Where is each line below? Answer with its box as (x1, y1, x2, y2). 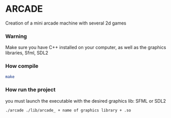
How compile (5, 62, 39, 69)
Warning (5, 33, 27, 40)
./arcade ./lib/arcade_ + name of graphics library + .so (5, 108, 131, 113)
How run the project (5, 86, 56, 93)
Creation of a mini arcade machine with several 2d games (5, 20, 127, 26)
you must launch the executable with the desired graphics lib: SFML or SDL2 (5, 98, 166, 104)
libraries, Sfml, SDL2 (5, 50, 48, 56)
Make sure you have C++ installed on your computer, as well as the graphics (5, 44, 166, 51)
